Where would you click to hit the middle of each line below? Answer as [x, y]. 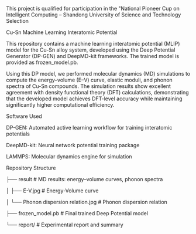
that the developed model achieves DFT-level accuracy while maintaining [94, 99]
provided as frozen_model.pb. [42, 62]
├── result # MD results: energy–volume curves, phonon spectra [85, 179]
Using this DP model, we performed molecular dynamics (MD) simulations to [98, 74]
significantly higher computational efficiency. [60, 105]
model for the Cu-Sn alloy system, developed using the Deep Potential [91, 50]
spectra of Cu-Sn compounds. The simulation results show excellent [89, 86]
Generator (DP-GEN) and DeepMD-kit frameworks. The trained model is [93, 56]
